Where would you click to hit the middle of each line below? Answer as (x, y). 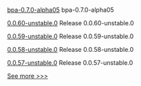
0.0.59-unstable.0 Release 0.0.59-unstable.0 (70, 36)
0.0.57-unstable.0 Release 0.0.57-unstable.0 (70, 63)
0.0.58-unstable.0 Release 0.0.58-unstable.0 (70, 49)
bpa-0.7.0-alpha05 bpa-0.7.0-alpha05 (61, 10)
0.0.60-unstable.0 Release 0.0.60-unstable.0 (70, 23)
